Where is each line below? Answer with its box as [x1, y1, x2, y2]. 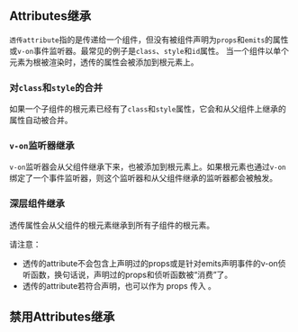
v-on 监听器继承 [9, 139, 75, 152]
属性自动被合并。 [9, 115, 73, 126]
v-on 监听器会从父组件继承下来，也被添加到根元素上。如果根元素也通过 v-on [9, 161, 286, 173]
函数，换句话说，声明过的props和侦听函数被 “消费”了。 [30, 269, 233, 280]
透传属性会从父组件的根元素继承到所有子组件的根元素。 [9, 220, 214, 230]
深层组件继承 [9, 197, 66, 210]
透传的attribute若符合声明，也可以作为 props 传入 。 [22, 280, 216, 291]
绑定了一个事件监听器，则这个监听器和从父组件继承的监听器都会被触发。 [9, 173, 277, 184]
